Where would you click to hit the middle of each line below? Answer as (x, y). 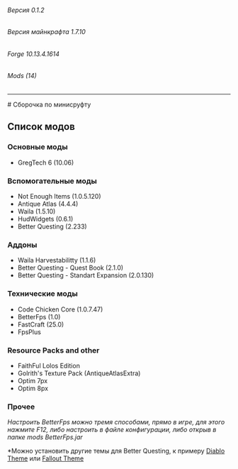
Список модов (41, 127)
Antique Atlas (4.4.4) (48, 204)
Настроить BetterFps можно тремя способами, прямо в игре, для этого (116, 422)
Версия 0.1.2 (26, 10)
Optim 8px (33, 388)
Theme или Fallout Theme (46, 458)
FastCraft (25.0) (41, 324)
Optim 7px (33, 380)
